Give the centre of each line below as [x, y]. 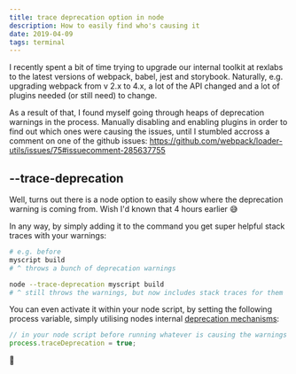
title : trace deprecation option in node [87, 17]
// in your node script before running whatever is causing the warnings [148, 335]
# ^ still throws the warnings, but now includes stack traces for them [146, 292]
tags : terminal [37, 42]
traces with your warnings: [58, 236]
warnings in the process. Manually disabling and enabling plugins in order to [148, 122]
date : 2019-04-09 [41, 34]
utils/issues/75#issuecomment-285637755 [87, 151]
